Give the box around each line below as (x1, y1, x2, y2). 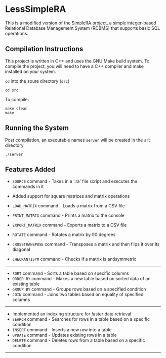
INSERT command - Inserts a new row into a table (12, 327, 112, 333)
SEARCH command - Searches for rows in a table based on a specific (12, 316, 150, 322)
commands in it (12, 183, 44, 189)
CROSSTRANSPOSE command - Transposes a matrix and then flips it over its (12, 241, 160, 247)
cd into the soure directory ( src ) (5, 78, 70, 84)
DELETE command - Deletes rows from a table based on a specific (12, 337, 145, 343)
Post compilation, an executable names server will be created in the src (5, 137, 151, 143)
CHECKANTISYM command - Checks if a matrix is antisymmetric (12, 256, 137, 262)
